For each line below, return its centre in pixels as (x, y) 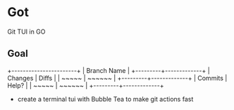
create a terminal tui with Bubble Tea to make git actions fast (105, 99)
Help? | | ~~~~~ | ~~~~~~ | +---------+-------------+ (86, 85)
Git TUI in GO (26, 32)
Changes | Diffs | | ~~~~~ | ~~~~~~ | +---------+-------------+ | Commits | (117, 78)
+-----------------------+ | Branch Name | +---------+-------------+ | (109, 70)
